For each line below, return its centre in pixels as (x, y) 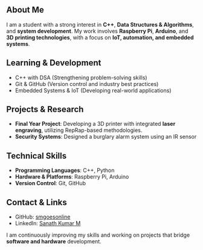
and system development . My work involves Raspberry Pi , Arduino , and (97, 31)
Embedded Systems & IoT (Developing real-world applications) (93, 90)
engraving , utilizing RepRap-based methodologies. (79, 130)
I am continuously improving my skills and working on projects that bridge (98, 235)
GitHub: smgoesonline (43, 217)
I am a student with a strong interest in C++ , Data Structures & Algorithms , (100, 24)
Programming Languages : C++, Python (65, 170)
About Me (25, 10)
